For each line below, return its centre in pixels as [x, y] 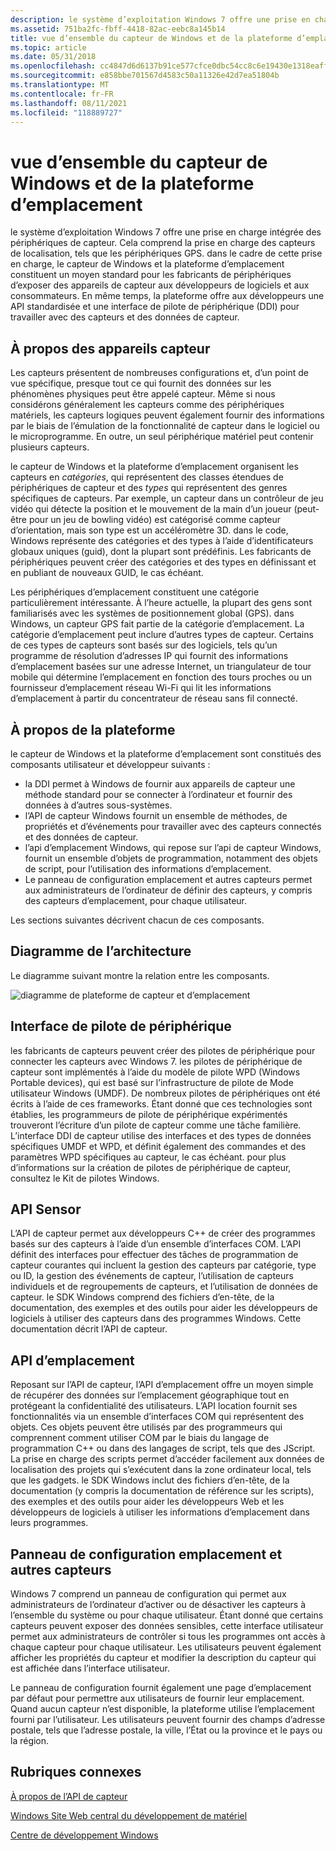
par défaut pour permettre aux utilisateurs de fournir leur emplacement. [157, 1698]
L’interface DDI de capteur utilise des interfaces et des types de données [161, 1135]
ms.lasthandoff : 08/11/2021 [69, 103]
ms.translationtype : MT [60, 85]
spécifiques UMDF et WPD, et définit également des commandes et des [158, 1146]
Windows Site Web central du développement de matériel [129, 1815]
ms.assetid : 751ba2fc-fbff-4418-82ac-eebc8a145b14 [118, 29]
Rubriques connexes [76, 1772]
